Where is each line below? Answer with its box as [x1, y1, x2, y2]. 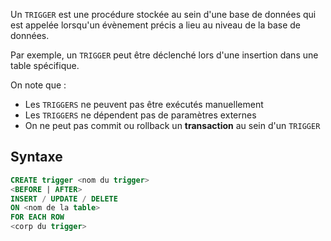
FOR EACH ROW [10, 212, 65, 223]
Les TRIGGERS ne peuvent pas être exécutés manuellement [24, 99, 264, 110]
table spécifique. [10, 60, 80, 71]
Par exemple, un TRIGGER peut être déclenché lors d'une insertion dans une [10, 49, 319, 61]
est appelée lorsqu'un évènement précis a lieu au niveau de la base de [10, 19, 301, 31]
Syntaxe [10, 149, 63, 166]
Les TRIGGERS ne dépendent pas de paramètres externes [24, 109, 257, 121]
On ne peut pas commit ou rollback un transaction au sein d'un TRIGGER [24, 120, 321, 131]
